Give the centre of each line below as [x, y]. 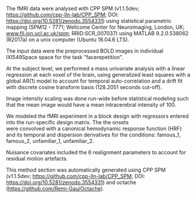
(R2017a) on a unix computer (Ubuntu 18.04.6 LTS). [68, 40]
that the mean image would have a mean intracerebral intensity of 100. [91, 105]
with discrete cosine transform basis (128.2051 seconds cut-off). [84, 87]
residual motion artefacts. [37, 158]
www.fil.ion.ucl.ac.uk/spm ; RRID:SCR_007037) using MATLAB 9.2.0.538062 [97, 33]
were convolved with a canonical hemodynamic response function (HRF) [94, 129]
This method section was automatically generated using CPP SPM [86, 170]
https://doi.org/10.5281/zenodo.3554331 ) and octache [71, 182]
